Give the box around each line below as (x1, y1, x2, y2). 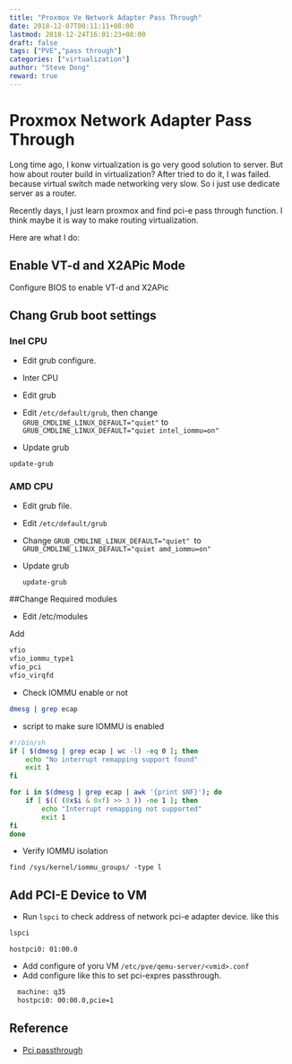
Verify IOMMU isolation (21, 846, 108, 857)
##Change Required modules (9, 594, 118, 604)
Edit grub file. (21, 500, 73, 512)
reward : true (9, 72, 58, 81)
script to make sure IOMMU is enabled (21, 720, 165, 732)
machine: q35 (17, 988, 66, 997)
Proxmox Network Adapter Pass (9, 110, 253, 130)
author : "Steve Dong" (9, 64, 90, 73)
